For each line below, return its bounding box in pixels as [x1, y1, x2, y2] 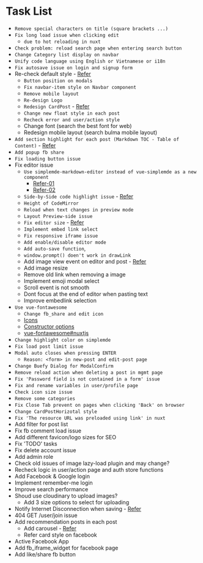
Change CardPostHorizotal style [14, 409, 97, 415]
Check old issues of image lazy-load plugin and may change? [14, 459, 170, 467]
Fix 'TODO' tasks [14, 440, 57, 447]
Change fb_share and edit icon [23, 311, 104, 317]
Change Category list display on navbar [14, 51, 119, 58]
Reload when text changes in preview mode [23, 206, 134, 213]
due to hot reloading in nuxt [23, 39, 102, 45]
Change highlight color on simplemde [14, 337, 111, 343]
